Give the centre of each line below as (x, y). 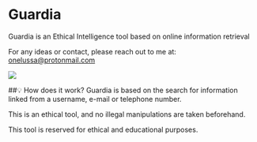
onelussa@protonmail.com (52, 60)
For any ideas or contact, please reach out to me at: (92, 51)
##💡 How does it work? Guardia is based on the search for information (123, 90)
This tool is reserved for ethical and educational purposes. (103, 129)
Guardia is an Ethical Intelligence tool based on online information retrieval (129, 36)
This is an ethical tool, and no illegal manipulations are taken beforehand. (127, 114)
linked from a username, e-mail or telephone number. (95, 99)
